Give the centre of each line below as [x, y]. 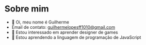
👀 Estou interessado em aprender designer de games [65, 32]
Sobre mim [27, 9]
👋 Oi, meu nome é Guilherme [40, 22]
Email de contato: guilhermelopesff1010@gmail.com [63, 27]
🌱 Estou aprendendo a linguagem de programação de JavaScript [76, 37]
